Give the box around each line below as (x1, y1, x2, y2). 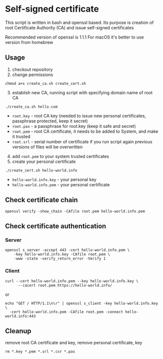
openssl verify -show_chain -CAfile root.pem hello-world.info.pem (5, 209, 145, 214)
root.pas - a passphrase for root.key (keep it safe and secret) (12, 123, 136, 129)
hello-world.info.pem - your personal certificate (12, 181, 110, 187)
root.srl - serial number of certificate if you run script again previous (12, 139, 153, 144)
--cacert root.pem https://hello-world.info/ (18, 283, 112, 288)
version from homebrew (5, 39, 54, 45)
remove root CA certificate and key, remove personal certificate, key (5, 340, 143, 346)
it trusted (12, 133, 31, 140)
